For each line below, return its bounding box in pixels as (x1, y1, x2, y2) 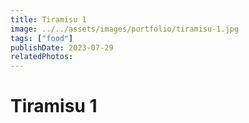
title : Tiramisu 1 (10, 14, 87, 25)
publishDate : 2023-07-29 (10, 42, 114, 53)
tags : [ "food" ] (10, 33, 74, 43)
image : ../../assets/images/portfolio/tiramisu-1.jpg (10, 24, 240, 34)
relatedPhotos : (10, 52, 74, 62)
